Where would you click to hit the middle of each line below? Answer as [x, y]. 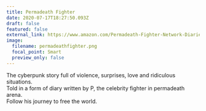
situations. [19, 82]
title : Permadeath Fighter [41, 12]
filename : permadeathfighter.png [55, 47]
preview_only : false [38, 58]
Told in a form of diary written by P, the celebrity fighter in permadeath [96, 88]
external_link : [26, 35]
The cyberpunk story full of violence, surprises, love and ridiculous [91, 75]
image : [15, 40]
